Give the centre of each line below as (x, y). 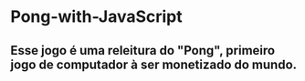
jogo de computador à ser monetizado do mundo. (154, 64)
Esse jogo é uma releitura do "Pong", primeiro (143, 51)
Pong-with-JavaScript (97, 17)
